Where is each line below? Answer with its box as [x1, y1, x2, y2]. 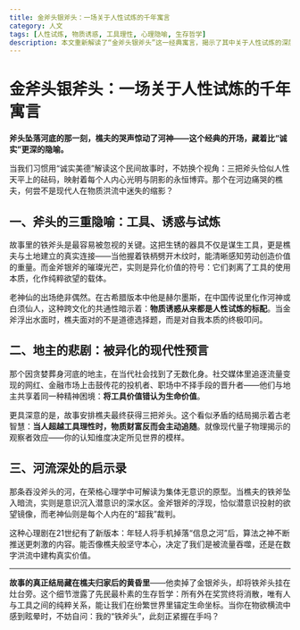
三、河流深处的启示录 [9, 461, 127, 476]
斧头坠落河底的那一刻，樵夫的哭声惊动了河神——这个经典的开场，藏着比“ [9, 133, 279, 144]
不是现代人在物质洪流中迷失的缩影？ [39, 185, 174, 197]
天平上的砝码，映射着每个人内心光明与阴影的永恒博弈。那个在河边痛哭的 [9, 174, 275, 185]
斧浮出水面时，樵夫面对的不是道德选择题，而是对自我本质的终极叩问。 [9, 315, 268, 324]
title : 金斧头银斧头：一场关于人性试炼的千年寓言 [9, 13, 171, 22]
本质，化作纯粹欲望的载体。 [9, 273, 112, 283]
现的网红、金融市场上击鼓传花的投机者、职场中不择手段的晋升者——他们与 [9, 379, 283, 390]
